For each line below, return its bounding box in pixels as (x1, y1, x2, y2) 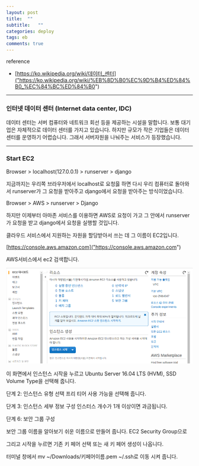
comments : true (6, 41, 44, 47)
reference (6, 58, 30, 65)
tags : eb (6, 34, 28, 41)
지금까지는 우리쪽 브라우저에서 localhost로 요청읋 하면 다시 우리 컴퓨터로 (6, 180, 174, 187)
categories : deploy (6, 28, 54, 34)
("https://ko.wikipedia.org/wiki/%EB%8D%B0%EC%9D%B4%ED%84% (14, 77, 191, 83)
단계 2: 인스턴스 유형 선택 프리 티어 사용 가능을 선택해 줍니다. (6, 390, 146, 397)
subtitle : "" (6, 22, 44, 28)
